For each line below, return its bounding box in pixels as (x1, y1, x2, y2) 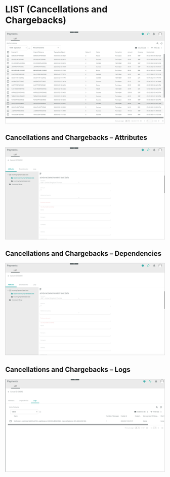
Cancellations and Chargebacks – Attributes (5, 133, 148, 142)
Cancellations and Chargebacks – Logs (5, 365, 131, 374)
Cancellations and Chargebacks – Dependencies (5, 249, 162, 258)
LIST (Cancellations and (5, 4, 108, 15)
